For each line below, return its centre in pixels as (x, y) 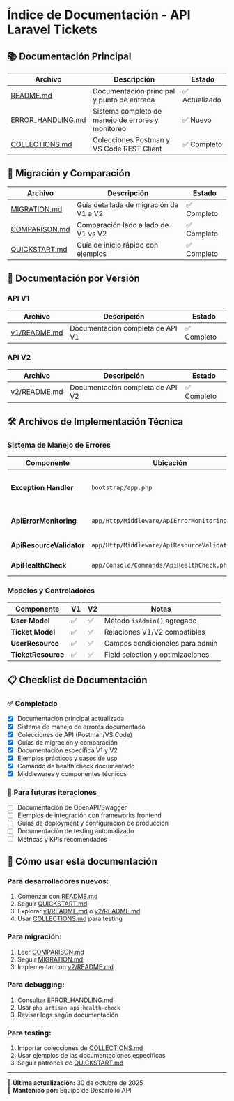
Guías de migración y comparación (68, 742)
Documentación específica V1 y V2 (68, 750)
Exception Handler (42, 488)
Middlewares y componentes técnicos (72, 773)
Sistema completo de (127, 111)
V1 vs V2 (92, 234)
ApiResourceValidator (48, 545)
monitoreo (110, 129)
